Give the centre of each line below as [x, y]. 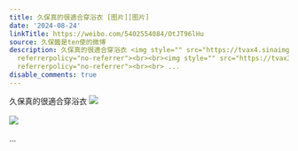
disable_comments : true [53, 75]
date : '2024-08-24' [45, 26]
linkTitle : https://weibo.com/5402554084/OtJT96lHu [106, 34]
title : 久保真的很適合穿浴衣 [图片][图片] [79, 17]
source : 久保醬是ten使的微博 [58, 42]
